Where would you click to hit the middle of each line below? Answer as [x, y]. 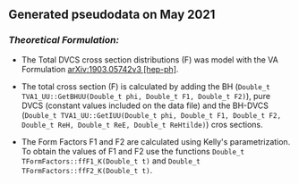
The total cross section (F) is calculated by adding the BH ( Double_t [145, 86]
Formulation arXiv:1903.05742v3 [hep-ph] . [100, 69]
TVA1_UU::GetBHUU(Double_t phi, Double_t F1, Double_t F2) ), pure [145, 96]
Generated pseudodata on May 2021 [112, 15]
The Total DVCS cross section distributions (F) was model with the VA [149, 59]
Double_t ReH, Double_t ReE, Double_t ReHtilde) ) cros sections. [142, 124]
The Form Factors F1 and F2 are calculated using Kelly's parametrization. [156, 141]
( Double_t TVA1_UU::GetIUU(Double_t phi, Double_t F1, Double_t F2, [151, 114]
